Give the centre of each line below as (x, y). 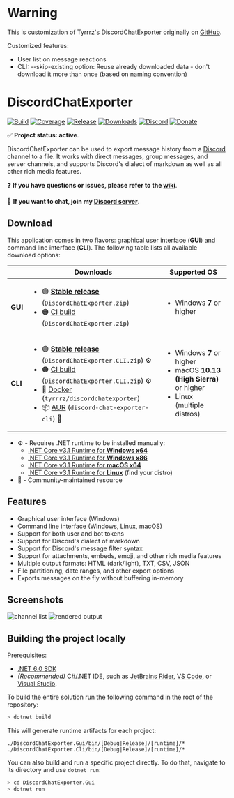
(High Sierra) (197, 379)
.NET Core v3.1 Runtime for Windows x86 (87, 458)
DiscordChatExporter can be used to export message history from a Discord (117, 149)
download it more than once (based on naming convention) (102, 74)
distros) (188, 414)
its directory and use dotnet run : (54, 770)
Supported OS (194, 272)
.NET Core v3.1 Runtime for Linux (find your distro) (100, 472)
